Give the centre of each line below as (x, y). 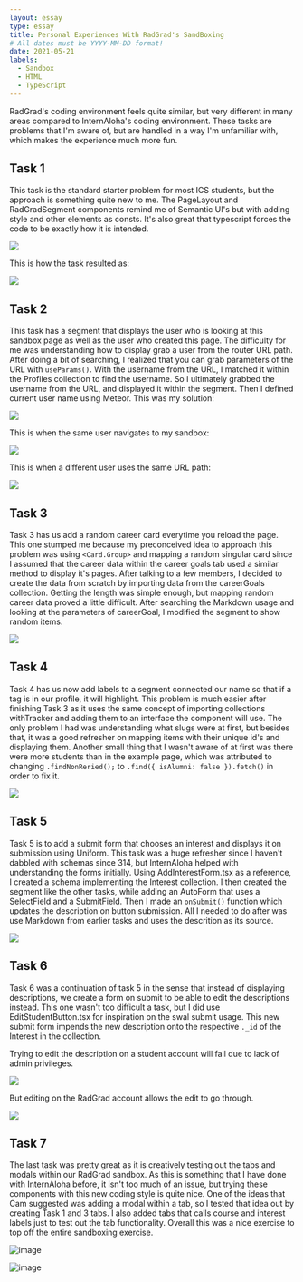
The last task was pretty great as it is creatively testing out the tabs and (142, 1165)
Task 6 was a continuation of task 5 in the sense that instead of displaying (147, 988)
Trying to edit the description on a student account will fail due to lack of (145, 1053)
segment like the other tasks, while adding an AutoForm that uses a (135, 891)
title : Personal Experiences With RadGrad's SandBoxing (117, 34)
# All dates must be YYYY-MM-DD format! (87, 43)
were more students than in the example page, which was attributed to (141, 756)
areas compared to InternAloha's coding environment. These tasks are (141, 121)
